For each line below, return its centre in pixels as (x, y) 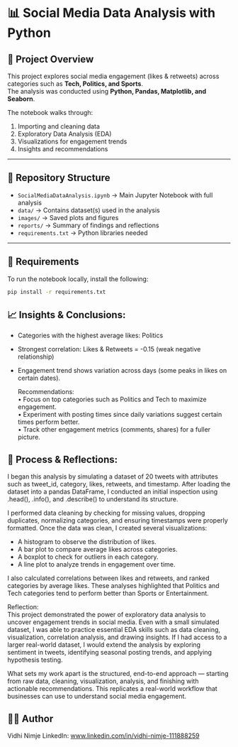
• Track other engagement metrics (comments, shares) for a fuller (114, 430)
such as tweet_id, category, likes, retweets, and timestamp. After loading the (119, 484)
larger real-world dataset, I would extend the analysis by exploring (104, 645)
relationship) (36, 357)
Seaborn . (21, 99)
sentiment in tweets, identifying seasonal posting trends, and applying (110, 653)
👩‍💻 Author (30, 718)
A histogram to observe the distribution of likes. (87, 542)
